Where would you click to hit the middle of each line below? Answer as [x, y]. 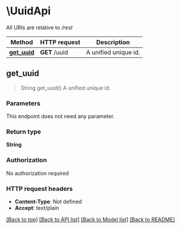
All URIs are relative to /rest [39, 27]
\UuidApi [28, 11]
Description [113, 42]
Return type [24, 131]
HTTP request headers [39, 188]
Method [22, 42]
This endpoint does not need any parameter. [60, 116]
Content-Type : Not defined [48, 202]
